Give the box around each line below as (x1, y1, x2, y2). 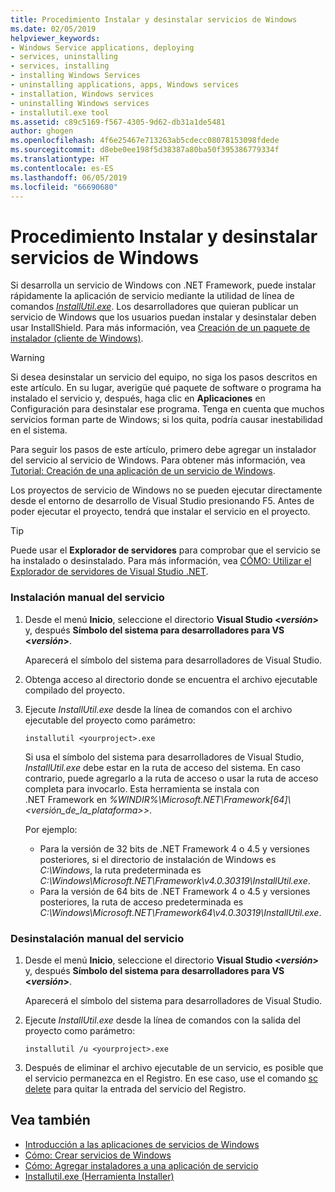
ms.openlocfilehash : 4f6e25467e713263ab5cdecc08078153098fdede (10, 136, 280, 146)
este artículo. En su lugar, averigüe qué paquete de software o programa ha (10, 382, 322, 394)
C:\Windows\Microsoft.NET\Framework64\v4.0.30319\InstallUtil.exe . (39, 906, 322, 918)
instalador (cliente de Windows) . (10, 332, 144, 345)
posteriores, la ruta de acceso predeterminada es (39, 896, 244, 908)
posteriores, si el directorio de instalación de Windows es (39, 853, 277, 865)
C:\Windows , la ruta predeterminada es (39, 864, 202, 876)
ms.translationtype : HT (10, 154, 110, 164)
